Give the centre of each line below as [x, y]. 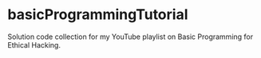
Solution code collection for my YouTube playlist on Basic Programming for [130, 37]
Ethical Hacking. [34, 44]
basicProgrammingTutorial [98, 15]
